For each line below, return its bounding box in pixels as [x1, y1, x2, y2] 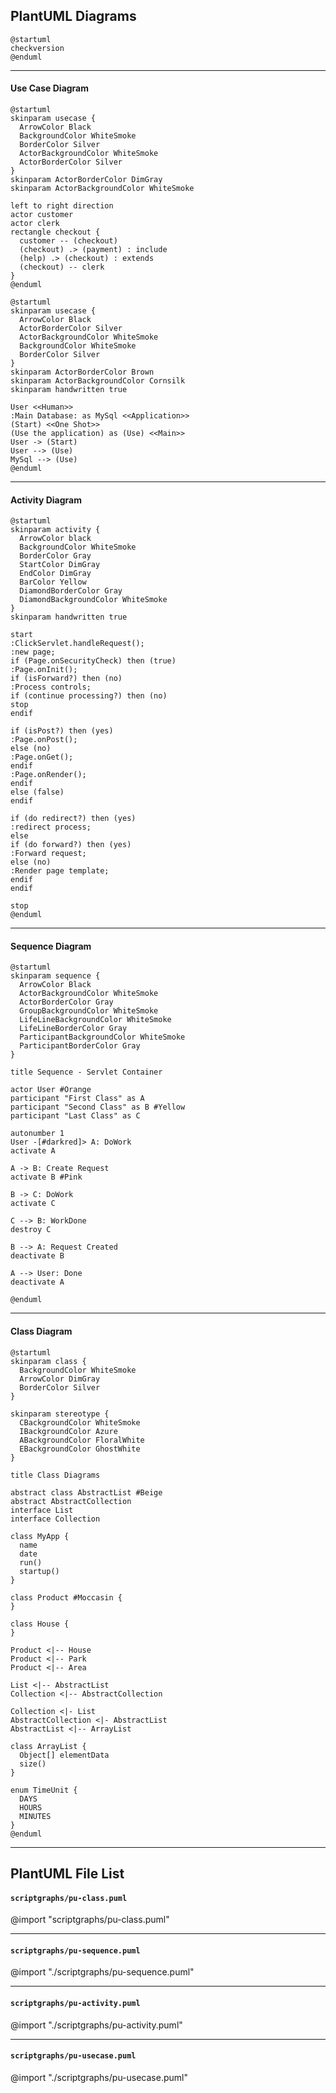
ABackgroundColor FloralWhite [19, 1435, 145, 1445]
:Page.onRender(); [10, 770, 87, 780]
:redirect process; [10, 822, 92, 833]
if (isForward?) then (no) [10, 674, 123, 684]
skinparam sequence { [10, 971, 101, 981]
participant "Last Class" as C [10, 1111, 141, 1121]
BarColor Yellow [19, 577, 87, 588]
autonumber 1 [10, 1129, 65, 1139]
